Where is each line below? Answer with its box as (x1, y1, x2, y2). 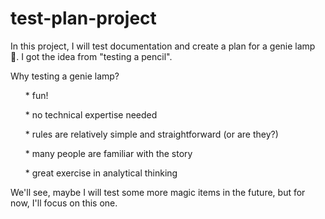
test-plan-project (10, 7, 157, 30)
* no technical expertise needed (24, 108, 158, 121)
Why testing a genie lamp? (10, 70, 120, 82)
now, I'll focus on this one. (10, 197, 118, 209)
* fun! (24, 89, 49, 101)
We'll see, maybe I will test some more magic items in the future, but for (10, 186, 306, 198)
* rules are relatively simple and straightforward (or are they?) (24, 128, 279, 140)
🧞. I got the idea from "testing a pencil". (10, 50, 173, 62)
